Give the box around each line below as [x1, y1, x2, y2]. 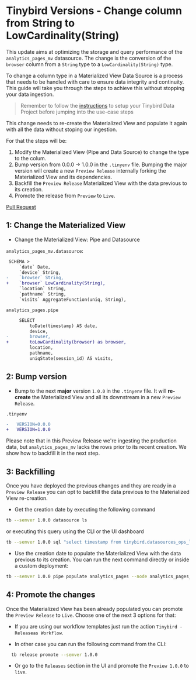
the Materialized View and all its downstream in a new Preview [32, 393, 181, 400]
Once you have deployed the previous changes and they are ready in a [6, 482, 176, 489]
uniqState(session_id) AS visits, [29, 355, 114, 361]
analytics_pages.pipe [6, 307, 59, 313]
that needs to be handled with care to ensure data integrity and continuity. [6, 78, 184, 85]
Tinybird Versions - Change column [6, 4, 183, 18]
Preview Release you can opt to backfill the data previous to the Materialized [6, 489, 190, 496]
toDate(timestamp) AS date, [29, 323, 98, 329]
